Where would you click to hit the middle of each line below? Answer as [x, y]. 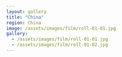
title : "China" [25, 17]
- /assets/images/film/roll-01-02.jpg [60, 45]
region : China [24, 23]
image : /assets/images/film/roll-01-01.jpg [61, 28]
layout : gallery [26, 12]
